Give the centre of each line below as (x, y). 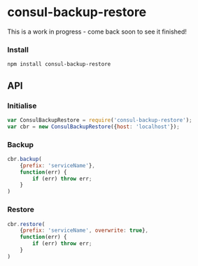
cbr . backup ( (24, 159)
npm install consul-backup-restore (59, 64)
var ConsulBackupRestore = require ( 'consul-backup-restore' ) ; (100, 120)
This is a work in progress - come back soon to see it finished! (97, 31)
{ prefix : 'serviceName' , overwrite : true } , (84, 231)
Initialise (22, 106)
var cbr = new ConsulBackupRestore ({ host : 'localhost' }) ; (93, 127)
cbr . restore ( (26, 224)
